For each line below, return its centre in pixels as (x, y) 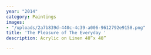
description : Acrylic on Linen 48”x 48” (56, 38)
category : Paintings (31, 17)
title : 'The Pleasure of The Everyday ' (56, 33)
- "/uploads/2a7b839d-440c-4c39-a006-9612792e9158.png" (76, 27)
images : (16, 22)
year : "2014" (22, 11)
